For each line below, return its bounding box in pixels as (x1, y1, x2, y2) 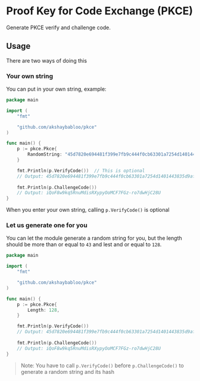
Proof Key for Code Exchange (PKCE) (6, 4, 193, 18)
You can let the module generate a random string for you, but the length (6, 234, 183, 242)
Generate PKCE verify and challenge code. (6, 24, 111, 31)
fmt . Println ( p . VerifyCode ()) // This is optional (17, 168, 145, 174)
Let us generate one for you (6, 221, 87, 230)
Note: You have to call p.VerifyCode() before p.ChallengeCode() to (20, 362, 185, 369)
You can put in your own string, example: (6, 85, 107, 93)
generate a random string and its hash (20, 368, 115, 375)
